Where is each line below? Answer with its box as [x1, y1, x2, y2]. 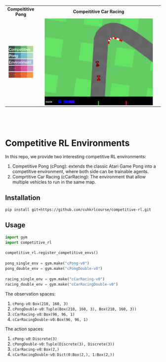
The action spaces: [5, 326, 44, 332]
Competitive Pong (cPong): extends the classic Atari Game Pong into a [12, 163, 156, 169]
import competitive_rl [5, 240, 52, 245]
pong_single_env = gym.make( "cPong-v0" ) [5, 261, 90, 266]
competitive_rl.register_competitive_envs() [5, 250, 98, 255]
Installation [5, 193, 41, 202]
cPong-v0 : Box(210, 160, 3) [12, 301, 68, 306]
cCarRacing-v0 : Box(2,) [12, 346, 59, 352]
